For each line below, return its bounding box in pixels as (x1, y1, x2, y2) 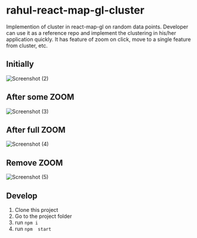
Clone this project (14, 207, 58, 213)
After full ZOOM (6, 125, 66, 135)
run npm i (14, 219, 39, 226)
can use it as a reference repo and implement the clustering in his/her (6, 29, 176, 36)
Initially (6, 59, 34, 69)
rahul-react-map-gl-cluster (6, 4, 145, 17)
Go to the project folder (14, 213, 72, 220)
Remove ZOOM (6, 157, 63, 168)
